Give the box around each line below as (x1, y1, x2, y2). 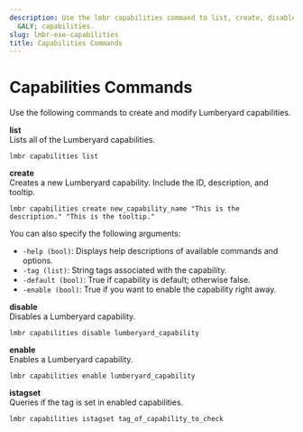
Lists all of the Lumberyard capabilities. (9, 135, 156, 146)
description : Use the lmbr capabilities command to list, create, (9, 13, 264, 23)
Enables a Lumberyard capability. (9, 354, 133, 365)
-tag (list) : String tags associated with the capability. (22, 265, 227, 276)
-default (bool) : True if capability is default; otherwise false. (22, 275, 251, 286)
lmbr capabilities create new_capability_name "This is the (9, 204, 241, 213)
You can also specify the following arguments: (9, 228, 181, 239)
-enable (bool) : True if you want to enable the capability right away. (22, 284, 277, 295)
